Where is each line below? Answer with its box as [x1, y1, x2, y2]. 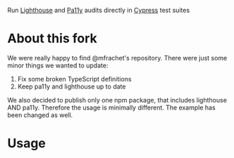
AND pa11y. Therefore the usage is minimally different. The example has [7, 103, 216, 112]
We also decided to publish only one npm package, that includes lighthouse [7, 96, 228, 104]
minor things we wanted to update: [7, 61, 109, 70]
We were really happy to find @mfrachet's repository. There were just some [7, 53, 228, 62]
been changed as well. [7, 110, 73, 119]
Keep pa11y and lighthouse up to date [17, 82, 126, 91]
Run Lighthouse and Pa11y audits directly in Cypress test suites [7, 6, 190, 14]
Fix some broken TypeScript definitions [17, 74, 132, 83]
